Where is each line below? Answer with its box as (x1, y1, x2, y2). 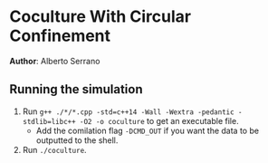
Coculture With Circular (9, 6, 192, 27)
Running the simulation (9, 81, 143, 97)
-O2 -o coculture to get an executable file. (80, 115, 239, 126)
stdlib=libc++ (22, 117, 76, 126)
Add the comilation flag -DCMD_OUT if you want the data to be (35, 125, 260, 136)
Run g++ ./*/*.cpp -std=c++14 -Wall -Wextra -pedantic (22, 106, 234, 117)
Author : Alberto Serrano (9, 55, 100, 66)
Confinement (9, 25, 111, 46)
